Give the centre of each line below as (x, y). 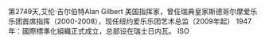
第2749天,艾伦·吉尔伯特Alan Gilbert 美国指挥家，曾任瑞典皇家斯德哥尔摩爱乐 (133, 11)
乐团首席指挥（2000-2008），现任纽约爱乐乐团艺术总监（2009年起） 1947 (130, 21)
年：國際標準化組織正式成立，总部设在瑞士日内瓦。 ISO (99, 31)
